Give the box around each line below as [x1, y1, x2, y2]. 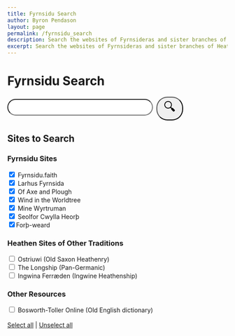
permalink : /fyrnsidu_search [7, 29, 92, 37]
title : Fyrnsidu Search [7, 10, 77, 18]
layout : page [7, 23, 45, 30]
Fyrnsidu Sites [7, 154, 57, 163]
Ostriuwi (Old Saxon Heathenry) [17, 255, 110, 263]
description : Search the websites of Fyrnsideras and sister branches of [7, 36, 227, 43]
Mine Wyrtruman [17, 204, 66, 213]
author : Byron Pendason [7, 17, 77, 24]
